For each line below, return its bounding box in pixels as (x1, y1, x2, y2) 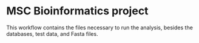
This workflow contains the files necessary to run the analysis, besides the (6, 24, 193, 31)
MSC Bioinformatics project (6, 4, 149, 18)
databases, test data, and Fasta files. (6, 30, 98, 37)
